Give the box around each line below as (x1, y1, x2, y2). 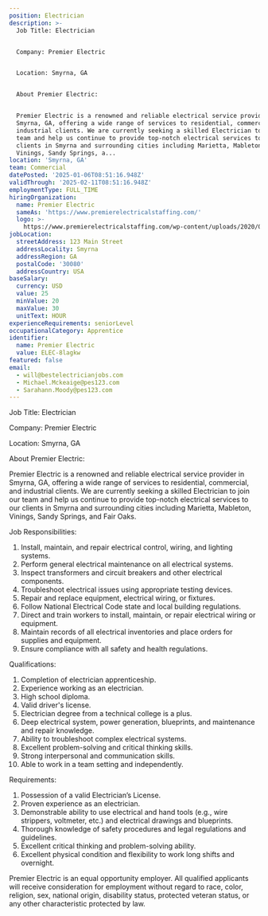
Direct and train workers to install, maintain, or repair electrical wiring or (20, 610, 256, 620)
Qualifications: (9, 660, 56, 669)
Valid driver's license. (20, 700, 91, 710)
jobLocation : (9, 230, 52, 239)
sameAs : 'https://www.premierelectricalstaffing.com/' (16, 208, 202, 216)
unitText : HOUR (16, 311, 67, 319)
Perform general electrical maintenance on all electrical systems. (20, 559, 234, 570)
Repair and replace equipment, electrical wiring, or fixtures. (20, 593, 216, 603)
